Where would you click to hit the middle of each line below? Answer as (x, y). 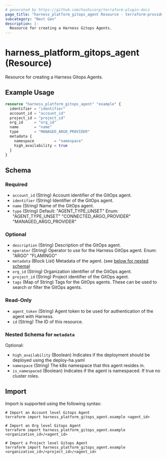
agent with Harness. (33, 316)
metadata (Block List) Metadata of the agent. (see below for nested (80, 261)
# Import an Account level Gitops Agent (48, 412)
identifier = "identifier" (38, 109)
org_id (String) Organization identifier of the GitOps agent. (72, 271)
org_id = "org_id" (33, 123)
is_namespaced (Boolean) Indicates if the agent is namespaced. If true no (86, 371)
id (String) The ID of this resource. (48, 322)
